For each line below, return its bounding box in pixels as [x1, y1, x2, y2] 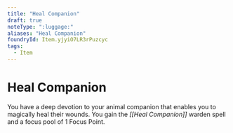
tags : [7, 43, 23, 50]
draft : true [7, 17, 42, 24]
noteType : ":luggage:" [7, 23, 74, 30]
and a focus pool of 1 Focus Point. [7, 117, 105, 126]
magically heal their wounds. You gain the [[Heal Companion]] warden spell [7, 110, 226, 118]
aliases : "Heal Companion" [7, 29, 86, 37]
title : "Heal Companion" [7, 10, 80, 17]
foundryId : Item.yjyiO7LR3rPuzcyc [7, 36, 109, 43]
